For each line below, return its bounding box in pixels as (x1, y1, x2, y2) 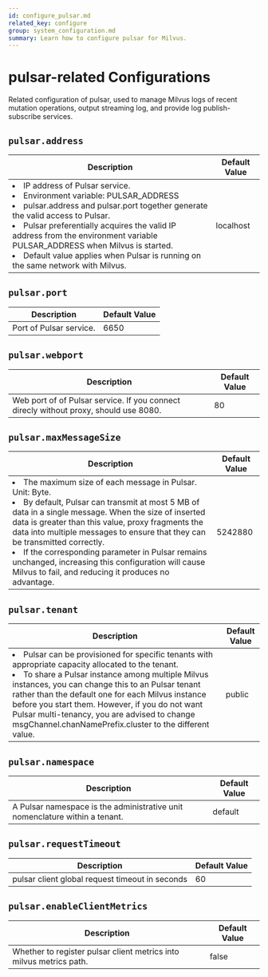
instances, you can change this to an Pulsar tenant (12, 679, 201, 690)
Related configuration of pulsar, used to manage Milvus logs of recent (8, 95, 238, 105)
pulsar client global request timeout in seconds (12, 873, 187, 884)
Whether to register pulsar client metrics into (12, 946, 179, 957)
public (226, 689, 250, 700)
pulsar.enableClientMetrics (8, 900, 148, 912)
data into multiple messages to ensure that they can (12, 526, 206, 538)
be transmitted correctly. (12, 537, 105, 548)
